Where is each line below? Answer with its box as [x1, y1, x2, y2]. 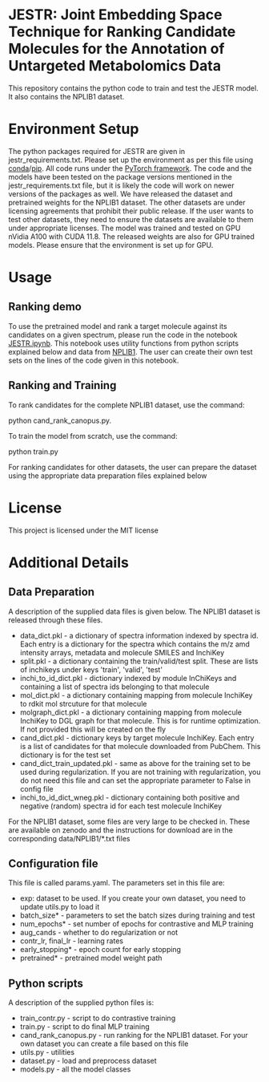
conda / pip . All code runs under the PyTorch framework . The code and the [8, 163, 252, 173]
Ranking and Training [8, 379, 117, 392]
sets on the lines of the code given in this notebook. [8, 355, 179, 365]
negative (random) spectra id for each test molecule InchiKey [19, 800, 223, 811]
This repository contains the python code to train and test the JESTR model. [8, 83, 259, 93]
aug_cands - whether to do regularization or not [19, 928, 179, 938]
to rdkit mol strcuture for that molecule [19, 699, 147, 708]
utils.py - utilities [19, 1048, 74, 1057]
